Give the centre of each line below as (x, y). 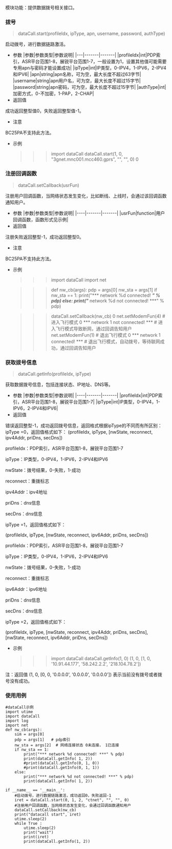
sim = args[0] (29, 735)
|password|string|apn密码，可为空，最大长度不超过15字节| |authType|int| (89, 87)
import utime (19, 712)
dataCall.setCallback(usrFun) (48, 185)
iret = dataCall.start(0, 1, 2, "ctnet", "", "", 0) (72, 800)
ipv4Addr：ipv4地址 (26, 492)
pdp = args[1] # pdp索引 (42, 740)
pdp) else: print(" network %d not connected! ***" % (108, 301)
